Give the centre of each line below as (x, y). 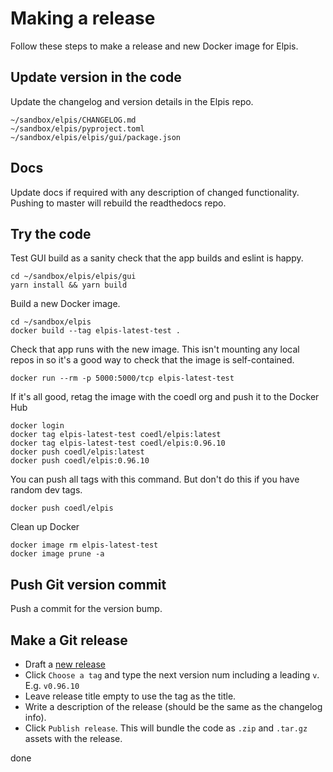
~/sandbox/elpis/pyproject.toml (77, 128)
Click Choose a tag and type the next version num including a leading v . (172, 675)
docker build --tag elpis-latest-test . (96, 331)
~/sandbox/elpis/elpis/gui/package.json (96, 137)
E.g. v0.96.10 (52, 685)
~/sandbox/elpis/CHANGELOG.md (73, 120)
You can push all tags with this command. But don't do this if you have (155, 479)
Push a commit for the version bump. (86, 609)
